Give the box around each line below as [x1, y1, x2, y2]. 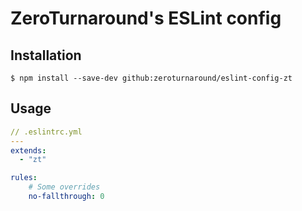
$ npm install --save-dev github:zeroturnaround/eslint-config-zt [10, 73, 293, 83]
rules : [10, 173, 38, 183]
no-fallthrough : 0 [28, 192, 105, 202]
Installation [10, 47, 82, 64]
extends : [10, 145, 47, 156]
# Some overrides [28, 182, 101, 192]
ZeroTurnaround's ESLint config [10, 7, 282, 30]
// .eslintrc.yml [10, 127, 83, 137]
